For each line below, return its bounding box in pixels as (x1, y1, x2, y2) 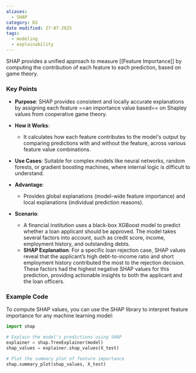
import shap (6, 324, 35, 329)
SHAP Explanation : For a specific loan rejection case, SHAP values (23, 247, 186, 254)
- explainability (11, 42, 54, 48)
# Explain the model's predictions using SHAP (6, 334, 122, 340)
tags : (6, 31, 19, 36)
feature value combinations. (23, 146, 91, 153)
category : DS (6, 19, 38, 25)
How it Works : (14, 122, 50, 129)
